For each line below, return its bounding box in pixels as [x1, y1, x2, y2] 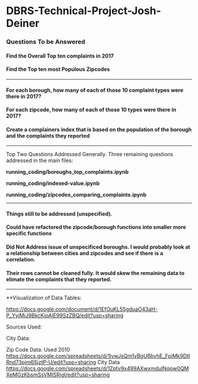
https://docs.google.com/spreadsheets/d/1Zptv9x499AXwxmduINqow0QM [6, 365, 189, 372]
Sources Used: [6, 323, 42, 330]
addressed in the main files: [6, 157, 74, 164]
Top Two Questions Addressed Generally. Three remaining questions [6, 151, 173, 158]
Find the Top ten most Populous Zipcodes [6, 66, 110, 73]
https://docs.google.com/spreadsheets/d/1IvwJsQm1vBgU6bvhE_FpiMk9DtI [6, 352, 190, 360]
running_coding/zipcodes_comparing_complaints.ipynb [6, 191, 147, 198]
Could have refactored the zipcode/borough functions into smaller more [6, 224, 187, 231]
